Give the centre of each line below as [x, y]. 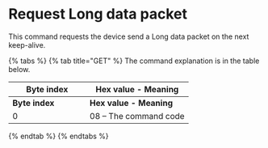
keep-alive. [27, 44]
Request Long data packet [98, 14]
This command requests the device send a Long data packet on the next [129, 36]
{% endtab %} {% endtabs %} [59, 136]
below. [19, 69]
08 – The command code [137, 116]
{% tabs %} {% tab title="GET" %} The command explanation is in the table [134, 61]
